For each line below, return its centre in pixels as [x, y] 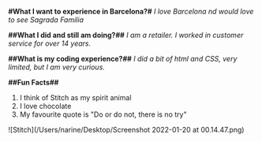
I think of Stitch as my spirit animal [75, 97]
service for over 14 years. [50, 43]
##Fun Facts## [34, 82]
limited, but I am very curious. [56, 67]
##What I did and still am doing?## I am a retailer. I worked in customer [126, 35]
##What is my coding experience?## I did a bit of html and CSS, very [123, 59]
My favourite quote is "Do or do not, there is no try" [103, 114]
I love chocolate [45, 106]
